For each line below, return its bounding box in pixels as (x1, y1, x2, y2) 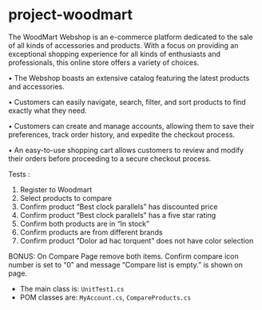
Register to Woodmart (19, 184, 93, 194)
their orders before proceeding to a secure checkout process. (8, 154, 212, 163)
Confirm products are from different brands (19, 227, 163, 237)
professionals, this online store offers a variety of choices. (8, 58, 200, 67)
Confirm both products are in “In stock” (19, 219, 150, 228)
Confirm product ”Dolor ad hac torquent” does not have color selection (19, 236, 254, 245)
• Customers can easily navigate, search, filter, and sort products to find (8, 97, 246, 107)
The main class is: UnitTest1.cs (19, 284, 125, 293)
